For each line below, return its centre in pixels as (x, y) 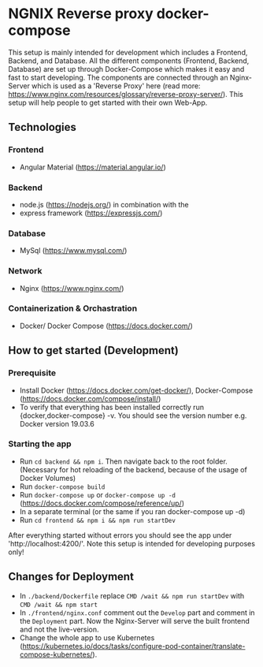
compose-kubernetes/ (56, 654)
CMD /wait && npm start (59, 605)
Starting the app (40, 444)
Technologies (43, 127)
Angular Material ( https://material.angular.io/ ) (93, 167)
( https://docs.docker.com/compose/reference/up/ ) (102, 503)
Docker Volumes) (48, 478)
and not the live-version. (59, 629)
